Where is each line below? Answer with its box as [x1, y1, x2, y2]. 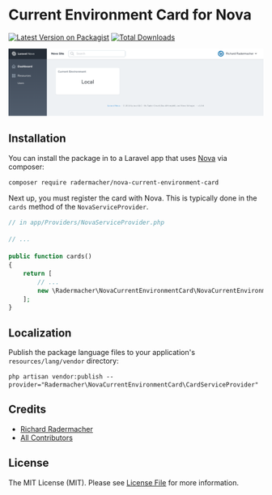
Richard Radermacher [19, 424, 93, 434]
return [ [23, 269, 53, 277]
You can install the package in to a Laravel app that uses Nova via [8, 153, 227, 163]
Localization [8, 326, 72, 340]
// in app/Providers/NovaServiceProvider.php [8, 218, 164, 226]
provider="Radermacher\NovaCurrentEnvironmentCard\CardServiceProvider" [8, 381, 259, 389]
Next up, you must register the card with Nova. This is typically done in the [8, 192, 257, 203]
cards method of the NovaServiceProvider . [8, 201, 149, 211]
